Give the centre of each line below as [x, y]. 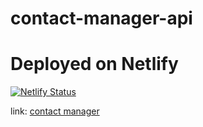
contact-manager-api [101, 18]
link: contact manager [55, 111]
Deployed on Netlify [94, 64]
